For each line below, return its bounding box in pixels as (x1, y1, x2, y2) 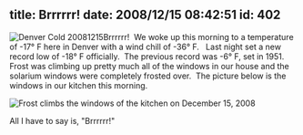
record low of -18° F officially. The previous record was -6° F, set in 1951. (9, 50, 285, 62)
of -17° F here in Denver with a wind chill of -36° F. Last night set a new (9, 41, 282, 52)
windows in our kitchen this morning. (9, 79, 148, 90)
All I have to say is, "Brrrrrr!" (9, 115, 116, 126)
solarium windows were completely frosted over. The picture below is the (9, 70, 287, 81)
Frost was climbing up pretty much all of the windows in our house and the (9, 60, 289, 71)
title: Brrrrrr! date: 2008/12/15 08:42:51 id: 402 (9, 7, 281, 23)
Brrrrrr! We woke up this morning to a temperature (103, 31, 294, 42)
